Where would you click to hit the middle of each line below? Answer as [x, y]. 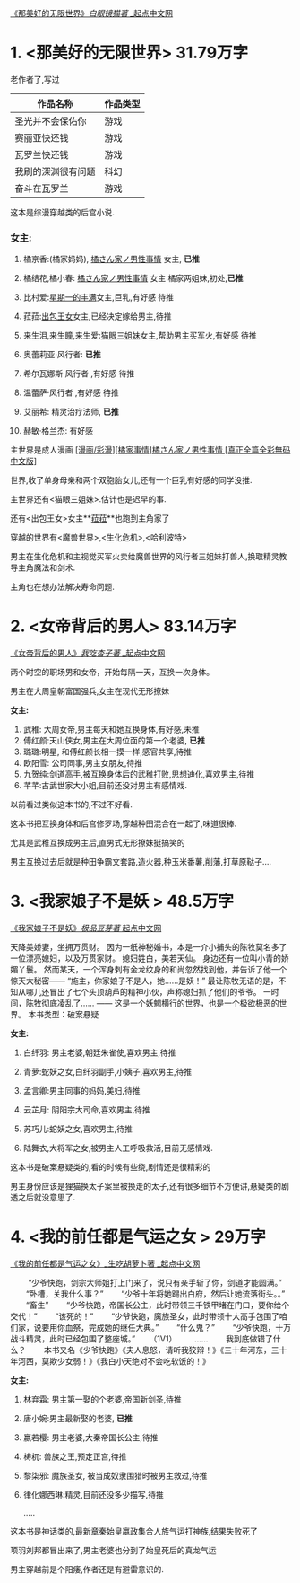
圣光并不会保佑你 [51, 121]
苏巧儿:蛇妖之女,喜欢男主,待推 [77, 1129]
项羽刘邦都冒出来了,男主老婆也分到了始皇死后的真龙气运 [114, 1551]
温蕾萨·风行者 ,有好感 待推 [71, 392]
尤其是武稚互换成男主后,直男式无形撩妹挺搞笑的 [98, 843]
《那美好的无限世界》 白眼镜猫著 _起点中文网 [92, 13]
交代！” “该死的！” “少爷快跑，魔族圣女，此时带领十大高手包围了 [145, 1316]
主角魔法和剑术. [47, 567]
